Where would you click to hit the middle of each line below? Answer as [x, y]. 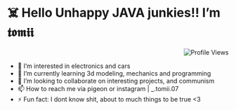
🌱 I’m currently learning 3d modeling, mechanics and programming [114, 73]
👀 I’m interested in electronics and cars [74, 66]
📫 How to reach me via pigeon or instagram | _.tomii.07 [98, 88]
